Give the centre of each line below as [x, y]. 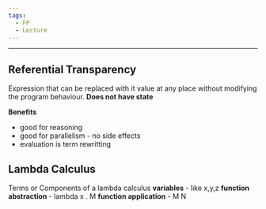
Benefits [23, 112]
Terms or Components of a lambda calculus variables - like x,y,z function [129, 188]
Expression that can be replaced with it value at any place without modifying [133, 88]
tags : [17, 15]
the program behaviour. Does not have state [81, 97]
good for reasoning [51, 128]
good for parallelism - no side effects [80, 136]
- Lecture [31, 30]
